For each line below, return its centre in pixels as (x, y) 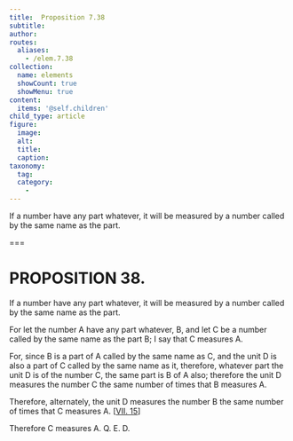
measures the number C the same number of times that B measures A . (138, 384)
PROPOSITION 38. (78, 278)
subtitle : (28, 26)
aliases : (33, 51)
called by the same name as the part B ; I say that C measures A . (126, 339)
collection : (31, 67)
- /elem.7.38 (49, 59)
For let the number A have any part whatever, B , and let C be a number (139, 329)
